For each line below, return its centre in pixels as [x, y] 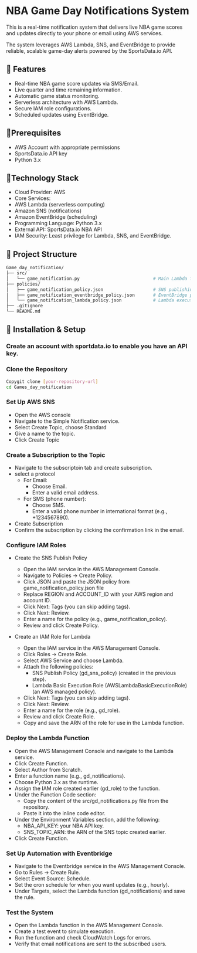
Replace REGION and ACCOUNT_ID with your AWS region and [98, 594]
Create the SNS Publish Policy [51, 558]
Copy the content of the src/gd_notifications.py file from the [96, 801]
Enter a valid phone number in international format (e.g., [100, 511]
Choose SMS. [49, 505]
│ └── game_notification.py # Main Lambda [97, 279]
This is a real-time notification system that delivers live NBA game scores [94, 27]
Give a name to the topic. [45, 433]
